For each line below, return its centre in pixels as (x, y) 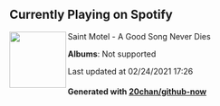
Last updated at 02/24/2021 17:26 (130, 71)
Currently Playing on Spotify (91, 15)
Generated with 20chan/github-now (137, 92)
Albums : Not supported (112, 54)
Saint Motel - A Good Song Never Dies (139, 36)
